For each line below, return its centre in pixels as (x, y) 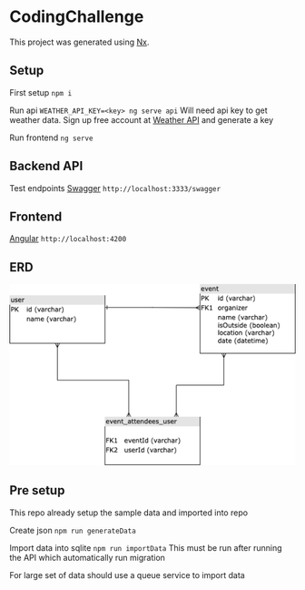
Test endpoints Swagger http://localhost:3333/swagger (115, 188)
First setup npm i (41, 92)
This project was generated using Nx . (79, 42)
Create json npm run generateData (73, 530)
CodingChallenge (77, 17)
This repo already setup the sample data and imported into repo (128, 513)
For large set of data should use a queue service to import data (127, 575)
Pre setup (37, 490)
